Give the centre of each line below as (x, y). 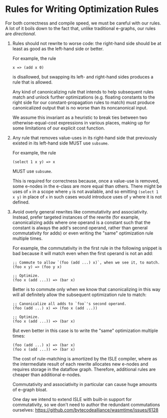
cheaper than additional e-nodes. (47, 374)
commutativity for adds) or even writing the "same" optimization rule (83, 233)
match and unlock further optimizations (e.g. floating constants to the (84, 97)
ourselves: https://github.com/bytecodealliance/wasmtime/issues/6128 (85, 410)
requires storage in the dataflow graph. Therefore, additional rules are (84, 369)
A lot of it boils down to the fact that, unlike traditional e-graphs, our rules (81, 28)
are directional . (21, 33)
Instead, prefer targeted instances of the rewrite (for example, (76, 217)
